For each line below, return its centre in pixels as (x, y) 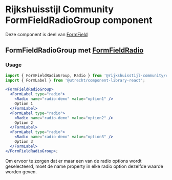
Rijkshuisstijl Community (60, 9)
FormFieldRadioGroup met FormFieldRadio (74, 50)
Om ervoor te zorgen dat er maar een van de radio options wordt (73, 161)
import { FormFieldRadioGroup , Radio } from (53, 75)
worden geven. (21, 171)
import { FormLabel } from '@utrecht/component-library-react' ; (75, 80)
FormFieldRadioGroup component (79, 20)
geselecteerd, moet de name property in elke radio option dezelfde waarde (84, 166)
